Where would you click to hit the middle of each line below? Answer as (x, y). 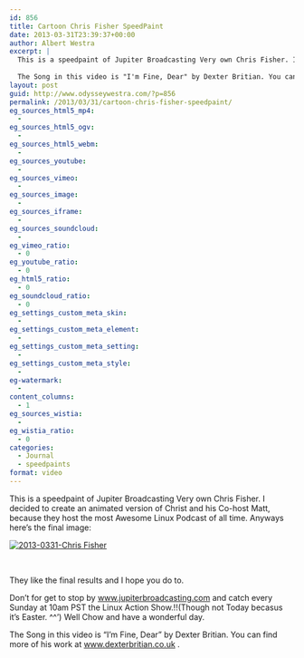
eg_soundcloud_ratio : (50, 295)
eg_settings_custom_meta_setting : (75, 346)
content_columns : (42, 397)
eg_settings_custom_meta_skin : (68, 313)
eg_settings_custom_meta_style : (70, 363)
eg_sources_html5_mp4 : (52, 111)
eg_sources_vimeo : (44, 178)
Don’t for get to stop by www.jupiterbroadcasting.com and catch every (141, 597)
